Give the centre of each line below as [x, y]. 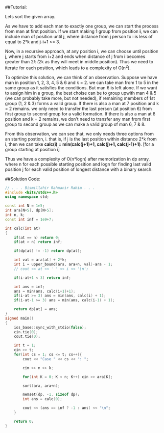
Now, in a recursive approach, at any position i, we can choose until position [82, 51]
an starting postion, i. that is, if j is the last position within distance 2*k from [81, 139]
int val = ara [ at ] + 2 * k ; [40, 260]
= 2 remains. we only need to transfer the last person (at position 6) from [79, 108]
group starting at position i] [33, 149]
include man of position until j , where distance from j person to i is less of [79, 37]
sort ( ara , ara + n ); [41, 386]
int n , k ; [15, 215]
